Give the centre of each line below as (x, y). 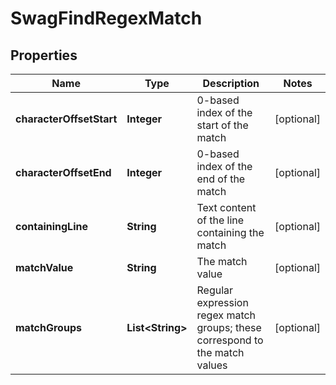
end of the (221, 179)
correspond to (230, 340)
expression (222, 302)
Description (231, 83)
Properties (44, 55)
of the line (220, 220)
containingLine (51, 226)
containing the (230, 232)
